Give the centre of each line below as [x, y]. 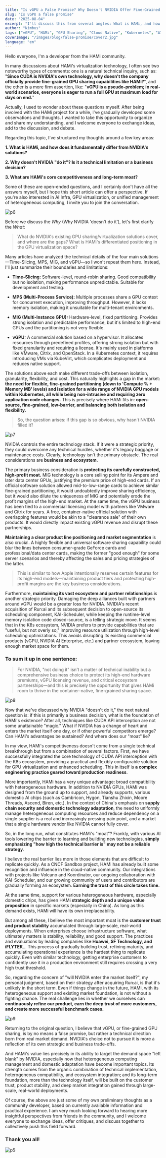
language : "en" [21, 42]
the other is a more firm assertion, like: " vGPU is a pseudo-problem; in [77, 87]
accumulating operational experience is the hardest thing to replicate [75, 952]
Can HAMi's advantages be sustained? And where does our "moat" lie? [78, 736]
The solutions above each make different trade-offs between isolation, [77, 373]
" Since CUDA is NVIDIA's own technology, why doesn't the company [77, 76]
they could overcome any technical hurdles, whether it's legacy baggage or [82, 449]
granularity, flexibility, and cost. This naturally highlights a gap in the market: [83, 378]
